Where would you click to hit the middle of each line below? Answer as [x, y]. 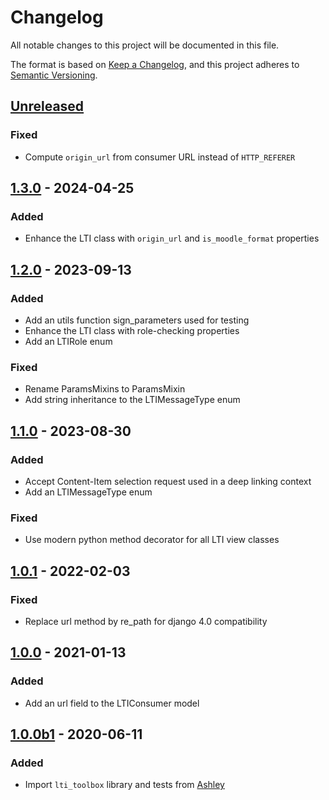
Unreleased [47, 106]
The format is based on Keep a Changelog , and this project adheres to [155, 64]
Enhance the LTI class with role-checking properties [132, 330]
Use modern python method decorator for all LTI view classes [152, 540]
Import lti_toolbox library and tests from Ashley [124, 785]
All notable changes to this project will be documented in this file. [145, 45]
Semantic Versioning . [54, 75]
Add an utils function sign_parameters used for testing [137, 320]
